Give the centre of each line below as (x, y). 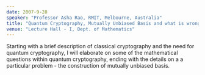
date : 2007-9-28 (27, 12)
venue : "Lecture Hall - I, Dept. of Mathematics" (71, 29)
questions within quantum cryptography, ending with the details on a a (95, 59)
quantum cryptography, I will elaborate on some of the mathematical (92, 53)
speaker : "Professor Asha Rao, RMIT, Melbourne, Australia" (85, 18)
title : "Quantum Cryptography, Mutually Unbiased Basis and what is (95, 23)
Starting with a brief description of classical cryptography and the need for (100, 46)
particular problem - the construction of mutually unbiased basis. (88, 66)
